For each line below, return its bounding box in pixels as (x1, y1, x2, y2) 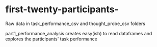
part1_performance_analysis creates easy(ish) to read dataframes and (5, 30, 152, 36)
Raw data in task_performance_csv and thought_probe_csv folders (5, 20, 145, 27)
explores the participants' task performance (5, 36, 98, 42)
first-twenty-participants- (5, 4, 119, 15)
